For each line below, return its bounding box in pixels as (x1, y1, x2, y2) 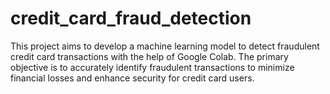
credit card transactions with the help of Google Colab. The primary (10, 50, 289, 62)
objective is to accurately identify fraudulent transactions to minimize (10, 61, 295, 73)
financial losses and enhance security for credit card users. (10, 72, 255, 84)
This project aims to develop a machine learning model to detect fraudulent (10, 40, 320, 52)
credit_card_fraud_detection (10, 7, 252, 30)
